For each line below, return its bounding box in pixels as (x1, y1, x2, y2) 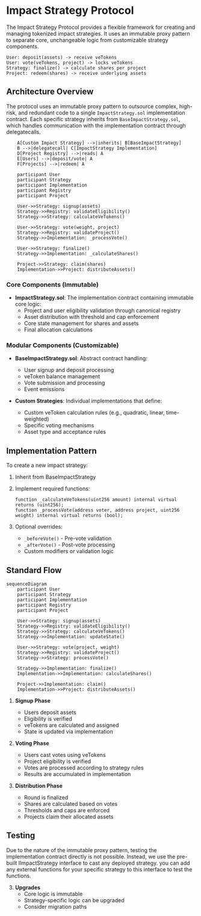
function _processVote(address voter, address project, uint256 (14, 507, 180, 513)
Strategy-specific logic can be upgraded (23, 896, 125, 904)
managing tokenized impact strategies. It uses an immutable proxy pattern (6, 30, 191, 37)
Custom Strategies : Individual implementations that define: (14, 397, 162, 404)
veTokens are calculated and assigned (23, 721, 119, 729)
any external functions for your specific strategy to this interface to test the (6, 865, 193, 873)
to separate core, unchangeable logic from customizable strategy (6, 36, 169, 43)
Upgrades (14, 883, 41, 891)
